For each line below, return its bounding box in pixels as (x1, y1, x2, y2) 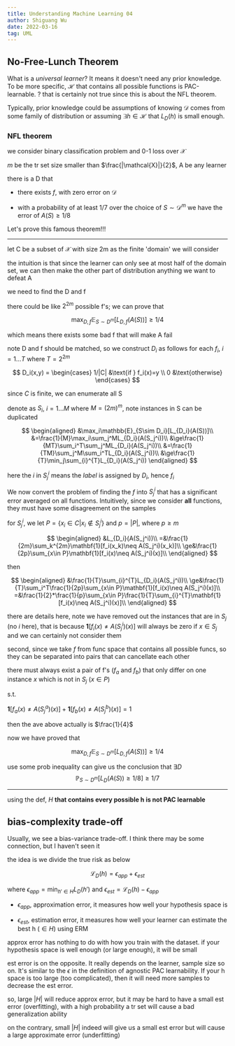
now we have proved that (7, 733, 80, 742)
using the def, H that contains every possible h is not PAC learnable (7, 795, 206, 804)
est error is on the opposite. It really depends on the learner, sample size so (7, 959, 225, 968)
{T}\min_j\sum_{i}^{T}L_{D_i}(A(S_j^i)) (37, 456, 147, 465)
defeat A (7, 274, 32, 282)
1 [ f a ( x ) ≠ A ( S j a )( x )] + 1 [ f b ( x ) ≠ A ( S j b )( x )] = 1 (7, 704, 132, 715)
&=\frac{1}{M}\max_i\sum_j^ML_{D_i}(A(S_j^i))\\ (31, 434, 169, 442)
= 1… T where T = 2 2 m (7, 354, 71, 363)
